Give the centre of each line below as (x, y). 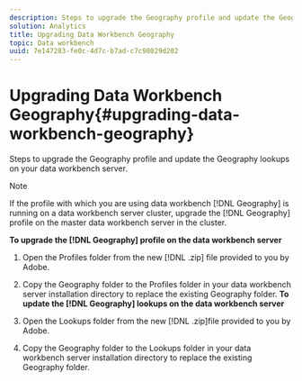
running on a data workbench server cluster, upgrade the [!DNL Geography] (150, 213)
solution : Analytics (48, 26)
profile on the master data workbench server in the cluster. (118, 222)
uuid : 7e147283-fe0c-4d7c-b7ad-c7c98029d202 (94, 51)
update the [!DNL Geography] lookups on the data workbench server (153, 304)
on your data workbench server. (69, 168)
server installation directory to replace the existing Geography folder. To (155, 295)
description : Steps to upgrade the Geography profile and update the (142, 18)
